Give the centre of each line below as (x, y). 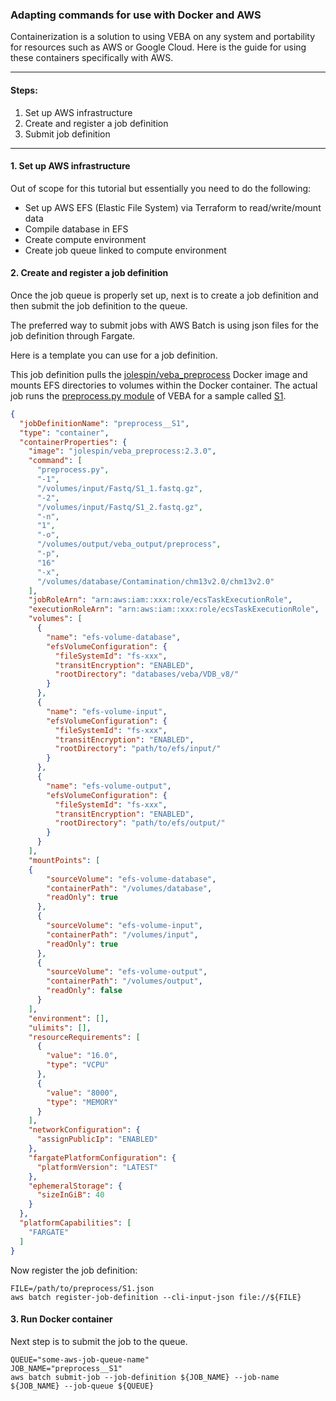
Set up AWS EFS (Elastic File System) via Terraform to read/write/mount (173, 207)
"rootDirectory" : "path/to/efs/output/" (140, 823)
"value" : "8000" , (82, 1093)
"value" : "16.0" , (82, 1056)
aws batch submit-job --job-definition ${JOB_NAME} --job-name (145, 1377)
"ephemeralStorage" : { (75, 1186)
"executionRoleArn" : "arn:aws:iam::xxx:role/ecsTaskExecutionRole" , (174, 609)
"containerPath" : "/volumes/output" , (124, 981)
